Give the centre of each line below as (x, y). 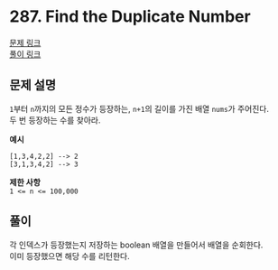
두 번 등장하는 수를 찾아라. (55, 120)
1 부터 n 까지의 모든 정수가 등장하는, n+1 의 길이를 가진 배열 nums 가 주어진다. (139, 108)
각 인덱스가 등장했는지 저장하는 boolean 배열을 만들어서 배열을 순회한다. (136, 245)
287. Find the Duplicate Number (130, 17)
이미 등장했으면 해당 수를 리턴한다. (69, 256)
